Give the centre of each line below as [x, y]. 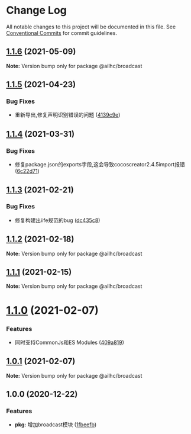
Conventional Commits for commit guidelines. [61, 33]
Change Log [36, 10]
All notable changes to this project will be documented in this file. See [91, 27]
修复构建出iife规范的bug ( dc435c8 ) [57, 220]
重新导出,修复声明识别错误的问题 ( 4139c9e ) [67, 115]
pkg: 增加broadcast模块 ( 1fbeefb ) [56, 425]
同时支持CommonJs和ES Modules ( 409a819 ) [69, 342]
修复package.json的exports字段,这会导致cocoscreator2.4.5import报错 [100, 165]
